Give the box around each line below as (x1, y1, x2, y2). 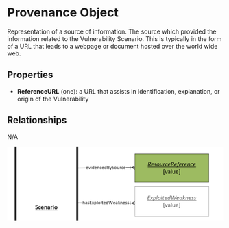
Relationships (7, 114, 67, 126)
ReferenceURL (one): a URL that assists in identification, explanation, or (16, 87, 221, 95)
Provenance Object (7, 5, 119, 21)
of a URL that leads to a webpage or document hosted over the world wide (7, 42, 218, 50)
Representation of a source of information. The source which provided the (7, 27, 217, 36)
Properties (7, 69, 53, 81)
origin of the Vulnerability (16, 94, 89, 103)
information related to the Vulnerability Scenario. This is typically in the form (7, 34, 222, 42)
